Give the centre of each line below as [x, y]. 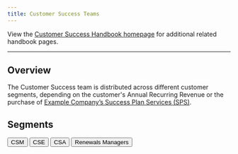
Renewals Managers [102, 142]
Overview [29, 70]
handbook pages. [33, 41]
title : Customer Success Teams [53, 14]
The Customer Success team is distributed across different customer [108, 87]
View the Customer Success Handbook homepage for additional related [112, 34]
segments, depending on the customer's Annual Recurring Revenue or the [116, 95]
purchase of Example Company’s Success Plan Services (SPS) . [100, 102]
